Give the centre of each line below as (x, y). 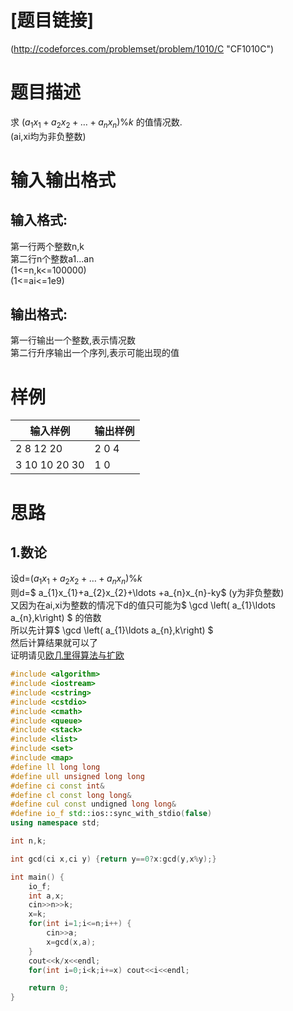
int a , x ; (46, 896)
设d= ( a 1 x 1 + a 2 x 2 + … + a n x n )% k (76, 579)
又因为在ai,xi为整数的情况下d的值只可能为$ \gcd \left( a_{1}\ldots (143, 605)
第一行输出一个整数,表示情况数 (73, 340)
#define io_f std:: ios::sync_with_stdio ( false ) (111, 814)
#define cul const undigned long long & (93, 804)
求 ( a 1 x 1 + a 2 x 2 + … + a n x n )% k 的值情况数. (96, 123)
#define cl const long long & (71, 795)
